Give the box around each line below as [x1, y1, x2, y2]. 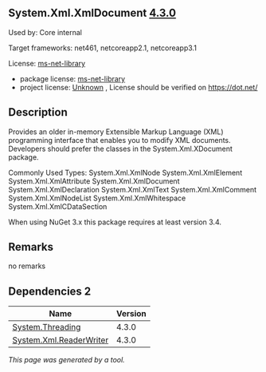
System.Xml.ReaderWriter [12, 334, 109, 346]
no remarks [8, 261, 46, 271]
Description [8, 105, 68, 119]
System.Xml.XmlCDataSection [8, 201, 108, 211]
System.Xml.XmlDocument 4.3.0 [8, 6, 177, 20]
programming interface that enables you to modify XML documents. [8, 135, 231, 144]
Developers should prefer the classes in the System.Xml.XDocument [8, 144, 233, 153]
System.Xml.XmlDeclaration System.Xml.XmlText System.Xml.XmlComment [8, 184, 257, 194]
